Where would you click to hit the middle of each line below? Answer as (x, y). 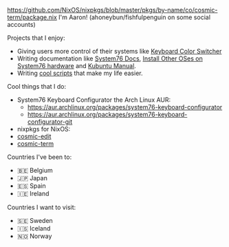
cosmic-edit (34, 136)
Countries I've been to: (40, 157)
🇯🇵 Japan (32, 178)
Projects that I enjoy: (36, 38)
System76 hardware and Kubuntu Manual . (76, 66)
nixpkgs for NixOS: (44, 129)
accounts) (21, 24)
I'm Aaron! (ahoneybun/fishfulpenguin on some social (134, 17)
